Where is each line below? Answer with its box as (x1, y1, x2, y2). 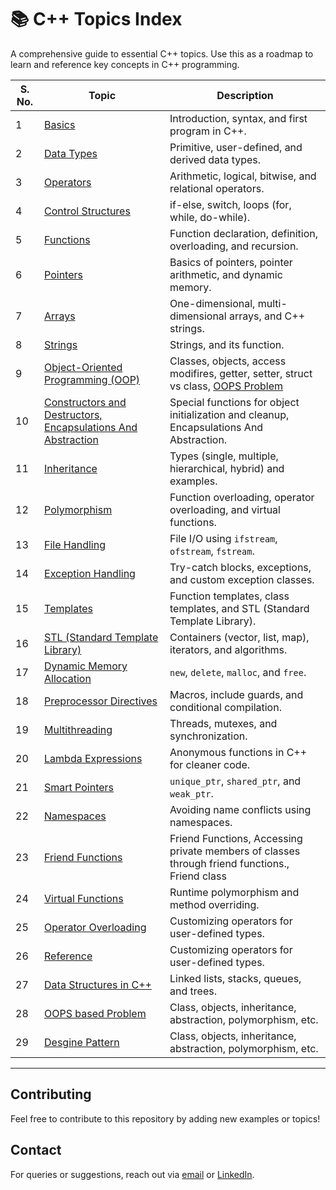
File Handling (44, 537, 107, 551)
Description (216, 88, 274, 102)
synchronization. (169, 729, 248, 743)
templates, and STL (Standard (169, 601, 310, 615)
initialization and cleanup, (169, 407, 290, 421)
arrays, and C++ (229, 309, 306, 323)
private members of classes (169, 844, 301, 858)
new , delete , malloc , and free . (169, 665, 307, 679)
